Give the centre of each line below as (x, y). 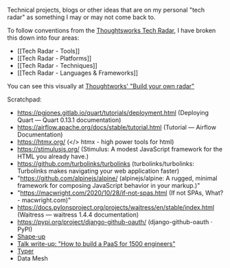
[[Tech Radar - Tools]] (48, 51)
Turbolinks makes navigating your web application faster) (98, 171)
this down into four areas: (43, 38)
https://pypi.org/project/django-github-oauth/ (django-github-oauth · (115, 222)
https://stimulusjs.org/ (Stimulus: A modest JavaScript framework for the (120, 149)
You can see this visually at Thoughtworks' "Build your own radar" (101, 86)
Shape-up (31, 236)
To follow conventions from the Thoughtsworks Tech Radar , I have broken (112, 31)
